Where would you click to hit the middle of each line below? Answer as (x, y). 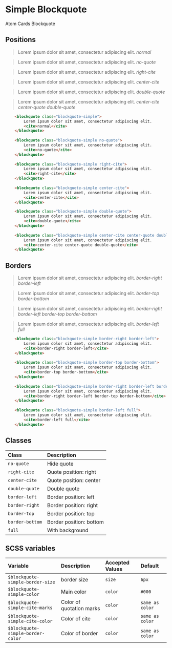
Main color (74, 592)
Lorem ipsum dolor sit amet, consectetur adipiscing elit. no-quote (87, 62)
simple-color (24, 594)
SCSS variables (30, 548)
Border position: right (72, 505)
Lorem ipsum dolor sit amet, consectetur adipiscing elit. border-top (89, 294)
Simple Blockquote (46, 9)
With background (68, 530)
